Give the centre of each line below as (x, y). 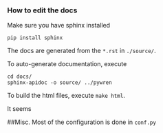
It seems (19, 109)
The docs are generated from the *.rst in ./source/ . (81, 51)
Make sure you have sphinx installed (59, 25)
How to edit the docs (42, 10)
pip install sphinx (35, 38)
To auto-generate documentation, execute (67, 64)
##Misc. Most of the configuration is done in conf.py (82, 122)
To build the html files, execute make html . (66, 96)
